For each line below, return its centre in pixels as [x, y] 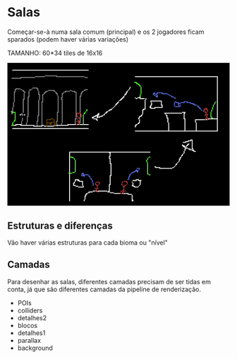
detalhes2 [32, 317]
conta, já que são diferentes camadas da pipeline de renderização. [104, 289]
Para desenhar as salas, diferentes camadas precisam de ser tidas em [109, 281]
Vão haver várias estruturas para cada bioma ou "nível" [87, 243]
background [35, 348]
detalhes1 [31, 333]
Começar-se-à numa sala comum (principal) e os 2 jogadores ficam [106, 32]
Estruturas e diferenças [60, 225]
